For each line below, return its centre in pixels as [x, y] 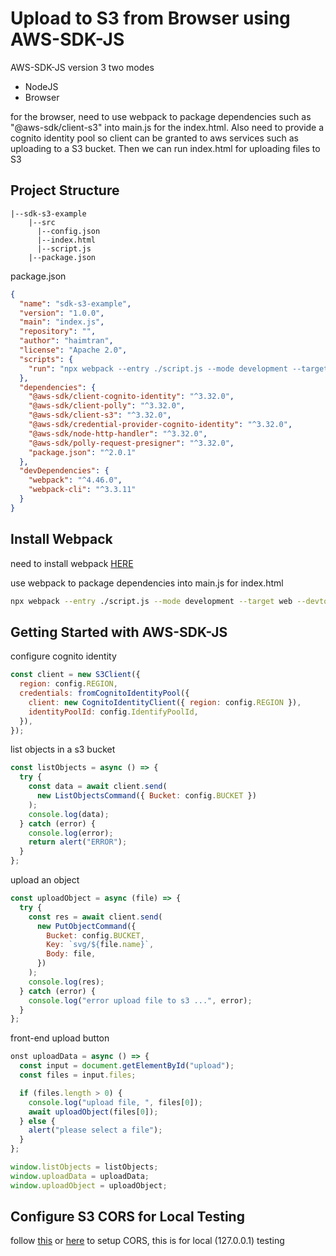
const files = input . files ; [78, 1075]
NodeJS [41, 86]
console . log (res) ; [66, 982]
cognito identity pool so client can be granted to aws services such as [154, 138]
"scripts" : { [46, 359]
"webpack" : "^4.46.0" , [75, 480]
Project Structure [65, 190]
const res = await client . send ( [95, 917]
